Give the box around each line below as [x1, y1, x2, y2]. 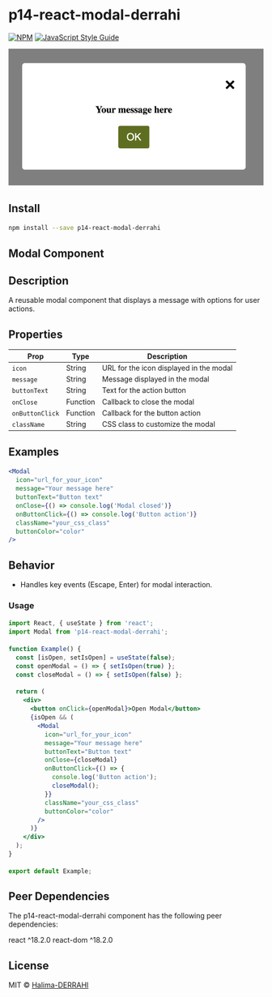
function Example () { [8, 645, 82, 654]
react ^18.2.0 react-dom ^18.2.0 [8, 935, 113, 945]
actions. [8, 304, 35, 313]
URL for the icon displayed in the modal [102, 363, 233, 373]
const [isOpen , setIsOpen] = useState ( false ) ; [15, 654, 176, 662]
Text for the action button [102, 386, 186, 395]
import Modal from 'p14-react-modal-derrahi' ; [8, 628, 168, 637]
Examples [8, 445, 59, 459]
